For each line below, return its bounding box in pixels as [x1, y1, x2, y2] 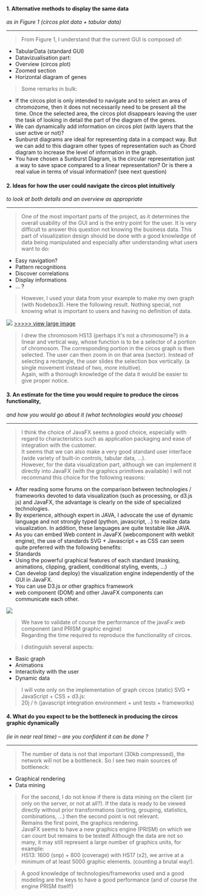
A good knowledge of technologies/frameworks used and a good [21, 869, 185, 877]
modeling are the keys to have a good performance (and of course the [21, 876, 197, 883]
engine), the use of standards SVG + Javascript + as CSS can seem [15, 537, 185, 544]
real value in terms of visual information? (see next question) [15, 168, 167, 176]
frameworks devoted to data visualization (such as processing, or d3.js [15, 492, 193, 499]
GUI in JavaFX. [15, 576, 53, 583]
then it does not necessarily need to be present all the [51, 103, 186, 111]
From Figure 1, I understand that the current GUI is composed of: [21, 36, 183, 43]
